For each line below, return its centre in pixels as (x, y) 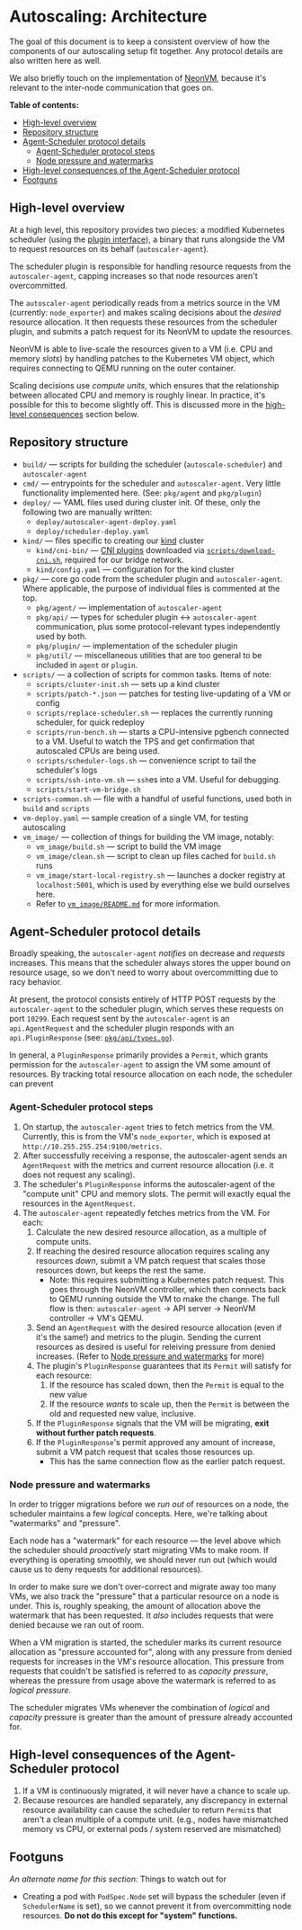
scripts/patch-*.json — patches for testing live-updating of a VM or (163, 693)
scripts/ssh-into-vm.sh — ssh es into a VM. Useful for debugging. (158, 779)
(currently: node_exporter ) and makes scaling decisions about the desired (145, 312)
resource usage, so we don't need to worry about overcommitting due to (144, 972)
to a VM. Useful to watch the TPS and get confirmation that (145, 741)
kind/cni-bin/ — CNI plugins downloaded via (120, 550)
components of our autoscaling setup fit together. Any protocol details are (146, 50)
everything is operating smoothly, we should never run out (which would (143, 1559)
